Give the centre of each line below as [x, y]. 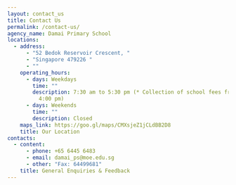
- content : [29, 145]
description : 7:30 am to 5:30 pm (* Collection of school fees [127, 92]
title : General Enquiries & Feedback [75, 171]
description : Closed [63, 118]
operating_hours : [45, 72]
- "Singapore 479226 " [59, 60]
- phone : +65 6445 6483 [61, 151]
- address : [29, 46]
